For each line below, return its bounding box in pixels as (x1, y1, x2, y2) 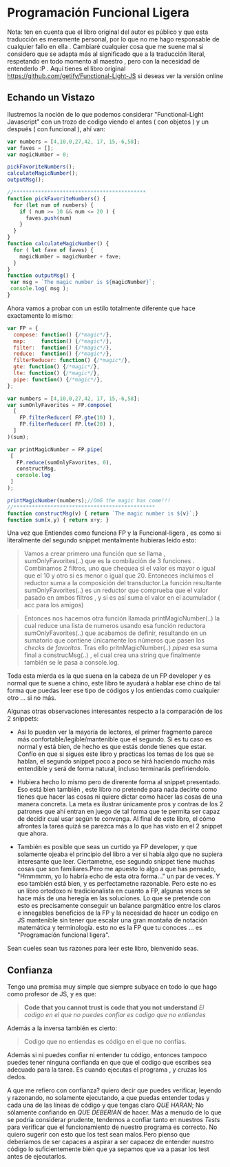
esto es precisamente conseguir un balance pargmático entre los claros (17, 902, 221, 910)
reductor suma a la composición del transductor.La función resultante (23, 579, 222, 587)
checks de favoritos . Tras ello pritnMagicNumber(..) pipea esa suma (23, 644, 218, 652)
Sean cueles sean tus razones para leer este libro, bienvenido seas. (7, 945, 199, 953)
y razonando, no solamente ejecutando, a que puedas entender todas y (7, 1094, 210, 1102)
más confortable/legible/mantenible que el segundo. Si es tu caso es (17, 735, 212, 743)
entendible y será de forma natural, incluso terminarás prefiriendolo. (17, 765, 211, 773)
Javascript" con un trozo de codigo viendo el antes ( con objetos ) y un (7, 117, 209, 126)
